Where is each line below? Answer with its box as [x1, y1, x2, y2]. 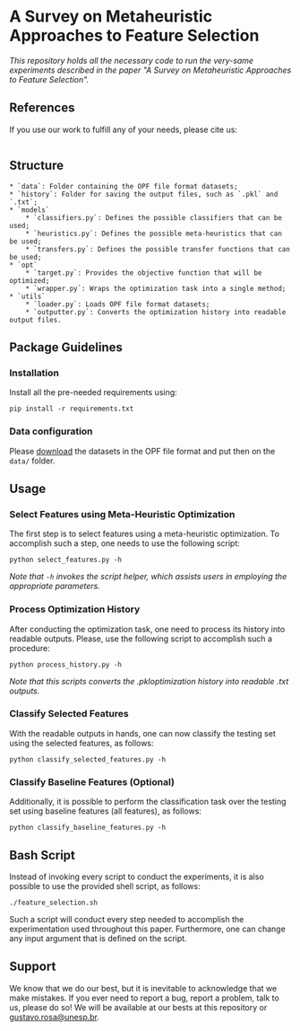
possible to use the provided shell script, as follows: [9, 880, 201, 891]
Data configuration [9, 425, 93, 437]
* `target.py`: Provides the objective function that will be [25, 268, 262, 278]
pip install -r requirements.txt [9, 404, 134, 414]
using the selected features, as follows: [9, 737, 154, 748]
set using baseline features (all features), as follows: [9, 806, 201, 816]
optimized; [9, 276, 50, 285]
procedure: [9, 642, 51, 653]
